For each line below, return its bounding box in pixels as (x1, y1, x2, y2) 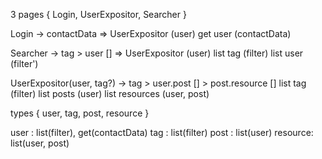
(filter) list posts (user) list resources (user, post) (10, 88, 210, 99)
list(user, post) (10, 137, 70, 149)
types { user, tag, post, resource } (10, 107, 150, 119)
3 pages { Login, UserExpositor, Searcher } (10, 9, 187, 20)
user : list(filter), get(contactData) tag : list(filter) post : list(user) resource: (10, 127, 314, 138)
